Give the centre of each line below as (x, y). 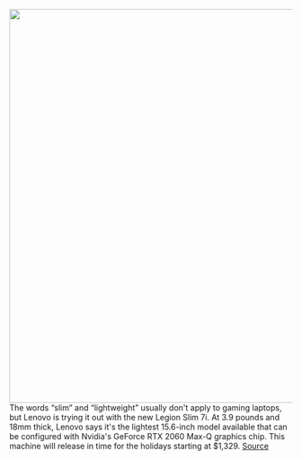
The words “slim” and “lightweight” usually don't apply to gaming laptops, (146, 408)
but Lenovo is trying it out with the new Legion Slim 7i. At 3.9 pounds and (145, 417)
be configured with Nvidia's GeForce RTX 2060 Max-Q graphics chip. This (147, 436)
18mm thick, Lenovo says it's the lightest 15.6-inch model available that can (148, 427)
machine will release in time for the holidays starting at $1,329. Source (139, 446)
